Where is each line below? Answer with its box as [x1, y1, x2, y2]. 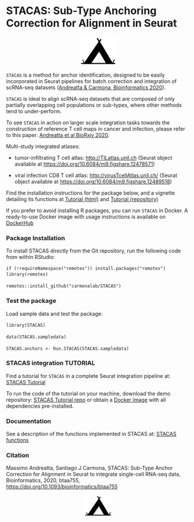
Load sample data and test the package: [6, 310, 103, 317]
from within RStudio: [6, 254, 56, 261]
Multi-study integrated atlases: [6, 142, 80, 150]
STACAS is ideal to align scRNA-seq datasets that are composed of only [6, 95, 175, 102]
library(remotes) [6, 271, 49, 278]
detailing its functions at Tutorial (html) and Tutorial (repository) [6, 195, 159, 203]
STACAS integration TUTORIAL [6, 359, 95, 367]
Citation [6, 451, 29, 459]
